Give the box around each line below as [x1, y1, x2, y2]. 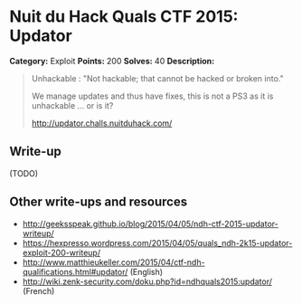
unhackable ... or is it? [31, 100, 114, 110]
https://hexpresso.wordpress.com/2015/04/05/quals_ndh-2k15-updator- [22, 237, 293, 248]
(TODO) [9, 167, 39, 178]
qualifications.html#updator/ [22, 266, 128, 277]
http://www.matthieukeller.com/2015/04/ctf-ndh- [22, 256, 205, 268]
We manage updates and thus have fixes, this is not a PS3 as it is [31, 90, 274, 101]
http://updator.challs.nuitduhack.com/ [31, 118, 173, 128]
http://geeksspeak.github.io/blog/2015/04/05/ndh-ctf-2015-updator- [22, 218, 278, 229]
